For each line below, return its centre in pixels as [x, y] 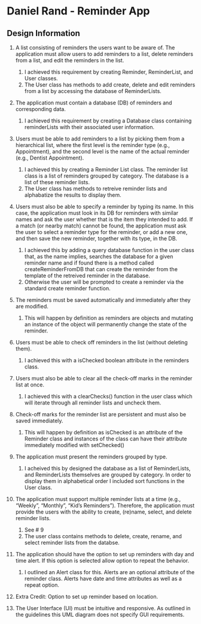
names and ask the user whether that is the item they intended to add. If [104, 219]
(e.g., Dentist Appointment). [50, 158]
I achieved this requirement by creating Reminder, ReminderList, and [109, 72]
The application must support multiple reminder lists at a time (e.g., [98, 499]
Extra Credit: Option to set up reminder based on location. [86, 596]
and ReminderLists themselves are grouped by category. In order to [108, 475]
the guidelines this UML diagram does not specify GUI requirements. [100, 614]
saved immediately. [39, 421]
